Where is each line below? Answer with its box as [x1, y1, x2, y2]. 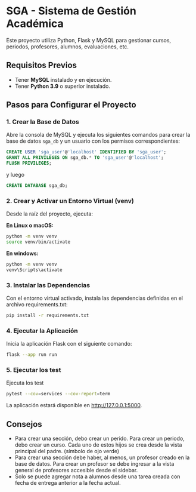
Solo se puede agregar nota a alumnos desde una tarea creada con [14, 473, 181, 480]
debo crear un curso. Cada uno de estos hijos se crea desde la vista [14, 441, 182, 448]
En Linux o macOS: [6, 222, 54, 229]
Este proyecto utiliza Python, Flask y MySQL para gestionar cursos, [6, 36, 172, 44]
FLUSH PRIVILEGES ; [6, 160, 52, 167]
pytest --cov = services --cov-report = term [6, 391, 111, 397]
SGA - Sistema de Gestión [6, 4, 137, 18]
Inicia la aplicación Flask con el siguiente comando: [6, 340, 132, 348]
